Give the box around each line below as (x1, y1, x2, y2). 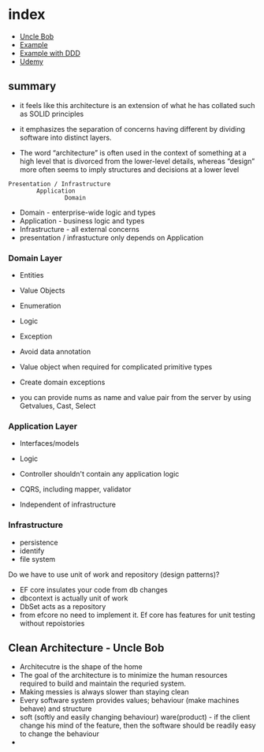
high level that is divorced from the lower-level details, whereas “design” (19, 156, 255, 166)
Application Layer (8, 421, 77, 432)
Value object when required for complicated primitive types (19, 362, 213, 372)
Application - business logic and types (19, 215, 145, 226)
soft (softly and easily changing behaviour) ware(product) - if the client (19, 713, 251, 722)
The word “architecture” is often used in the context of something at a (19, 148, 247, 157)
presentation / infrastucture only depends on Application (19, 233, 204, 242)
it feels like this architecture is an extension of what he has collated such (19, 100, 255, 110)
